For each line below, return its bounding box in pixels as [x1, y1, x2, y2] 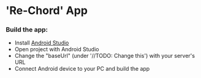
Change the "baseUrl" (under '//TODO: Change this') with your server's [14, 52, 195, 60]
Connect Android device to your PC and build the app [14, 65, 150, 73]
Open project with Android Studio [14, 46, 99, 53]
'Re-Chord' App [6, 4, 88, 18]
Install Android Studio [14, 39, 69, 46]
